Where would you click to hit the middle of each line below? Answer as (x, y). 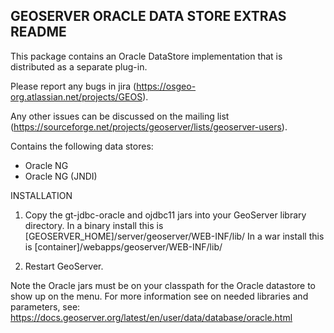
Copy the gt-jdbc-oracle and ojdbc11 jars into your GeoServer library (165, 215)
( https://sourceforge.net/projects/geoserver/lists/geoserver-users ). (149, 126)
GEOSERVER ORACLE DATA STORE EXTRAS (148, 16)
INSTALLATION (41, 195)
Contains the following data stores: (82, 146)
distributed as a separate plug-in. (79, 66)
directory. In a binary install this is (94, 225)
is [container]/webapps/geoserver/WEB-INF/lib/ (123, 246)
